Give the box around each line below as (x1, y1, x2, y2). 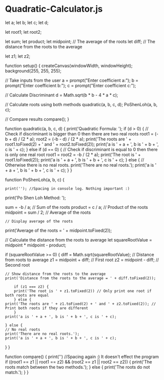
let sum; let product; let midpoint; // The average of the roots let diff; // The (5, 38, 155, 45)
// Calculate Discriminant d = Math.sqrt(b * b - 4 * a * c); (5, 92, 119, 98)
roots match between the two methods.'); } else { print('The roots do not (5, 364, 150, 370)
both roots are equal (5, 292, 49, 298)
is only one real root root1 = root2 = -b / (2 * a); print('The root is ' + (5, 152, 141, 157)
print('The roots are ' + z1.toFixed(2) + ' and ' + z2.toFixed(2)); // (5, 301, 156, 306)
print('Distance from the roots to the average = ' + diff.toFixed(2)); (5, 275, 156, 281)
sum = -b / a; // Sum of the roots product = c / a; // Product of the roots (5, 204, 148, 210)
